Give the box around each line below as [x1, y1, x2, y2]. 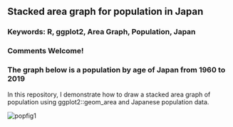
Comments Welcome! [7, 46, 84, 56]
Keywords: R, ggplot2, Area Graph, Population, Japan [7, 27, 196, 37]
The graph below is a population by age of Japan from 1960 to [7, 65, 226, 75]
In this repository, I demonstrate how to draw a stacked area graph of [7, 90, 211, 99]
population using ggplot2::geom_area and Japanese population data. [7, 97, 209, 106]
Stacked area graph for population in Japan [7, 6, 204, 18]
